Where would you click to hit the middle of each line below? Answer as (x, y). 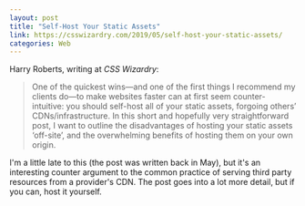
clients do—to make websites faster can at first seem (132, 97)
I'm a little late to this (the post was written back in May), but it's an (135, 163)
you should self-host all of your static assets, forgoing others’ (181, 107)
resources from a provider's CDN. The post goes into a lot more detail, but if (152, 182)
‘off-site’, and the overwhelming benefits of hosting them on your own (163, 135)
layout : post (34, 18)
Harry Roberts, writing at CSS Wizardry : (84, 69)
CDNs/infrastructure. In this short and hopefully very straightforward (160, 116)
